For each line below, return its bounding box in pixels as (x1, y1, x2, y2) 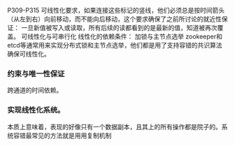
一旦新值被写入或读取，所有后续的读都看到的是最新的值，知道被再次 (20, 24, 218, 31)
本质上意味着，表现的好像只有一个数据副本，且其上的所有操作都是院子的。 (7, 122, 222, 131)
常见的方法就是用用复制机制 (31, 131, 112, 140)
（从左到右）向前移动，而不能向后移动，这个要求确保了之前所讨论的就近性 (7, 15, 222, 23)
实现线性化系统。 (7, 105, 65, 115)
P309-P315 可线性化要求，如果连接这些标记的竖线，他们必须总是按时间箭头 (7, 6, 225, 14)
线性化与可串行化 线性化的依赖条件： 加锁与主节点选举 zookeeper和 (27, 32, 222, 41)
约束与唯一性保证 (7, 68, 65, 78)
